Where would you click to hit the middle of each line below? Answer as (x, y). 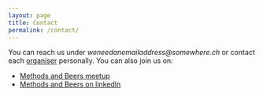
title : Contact (33, 23)
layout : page (30, 15)
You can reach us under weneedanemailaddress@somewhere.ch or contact (132, 53)
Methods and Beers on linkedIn (70, 84)
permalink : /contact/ (44, 30)
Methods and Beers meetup (65, 76)
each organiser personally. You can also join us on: (91, 61)
